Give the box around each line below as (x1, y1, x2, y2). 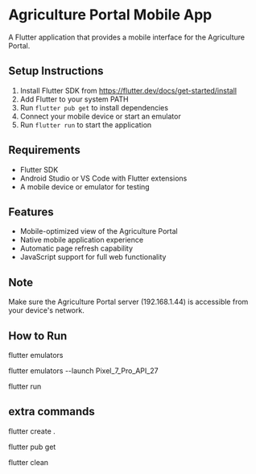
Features (8, 205, 54, 218)
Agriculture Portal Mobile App (8, 6, 213, 24)
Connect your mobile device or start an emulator (19, 111, 181, 121)
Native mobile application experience (19, 235, 143, 245)
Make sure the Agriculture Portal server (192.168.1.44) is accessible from (8, 297, 249, 307)
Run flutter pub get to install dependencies (19, 102, 169, 112)
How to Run (8, 329, 68, 343)
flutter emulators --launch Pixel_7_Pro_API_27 (8, 366, 159, 376)
